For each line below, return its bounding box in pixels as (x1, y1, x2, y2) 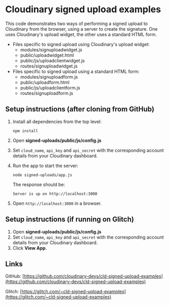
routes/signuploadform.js (20, 90, 73, 96)
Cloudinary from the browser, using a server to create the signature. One (5, 26, 158, 32)
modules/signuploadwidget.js (20, 46, 82, 53)
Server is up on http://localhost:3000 (12, 191, 98, 196)
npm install (12, 128, 38, 133)
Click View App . (12, 245, 47, 251)
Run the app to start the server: (12, 162, 78, 169)
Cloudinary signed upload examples (5, 4, 161, 15)
